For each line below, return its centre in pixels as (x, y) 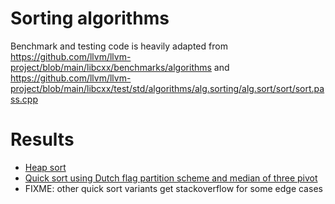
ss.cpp (24, 99)
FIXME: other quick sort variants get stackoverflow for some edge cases (173, 188)
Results (42, 139)
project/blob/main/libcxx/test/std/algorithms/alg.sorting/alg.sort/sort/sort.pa (167, 88)
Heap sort (45, 167)
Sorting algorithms (90, 18)
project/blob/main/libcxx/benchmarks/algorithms (111, 67)
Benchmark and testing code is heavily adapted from (119, 46)
